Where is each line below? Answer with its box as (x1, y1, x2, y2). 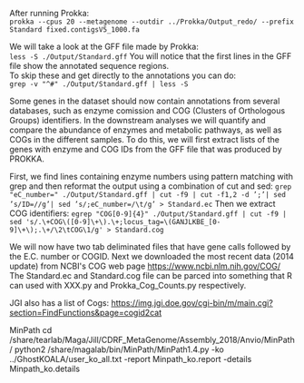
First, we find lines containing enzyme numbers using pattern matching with (9, 172, 293, 182)
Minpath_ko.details (9, 363, 80, 374)
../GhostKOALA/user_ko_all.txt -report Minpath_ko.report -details (9, 354, 252, 364)
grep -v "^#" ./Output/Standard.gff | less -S (9, 80, 189, 89)
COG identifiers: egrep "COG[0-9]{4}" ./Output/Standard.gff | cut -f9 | (9, 208, 288, 219)
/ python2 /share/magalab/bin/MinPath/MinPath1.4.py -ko (9, 344, 224, 355)
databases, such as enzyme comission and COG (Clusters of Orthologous (9, 105, 286, 116)
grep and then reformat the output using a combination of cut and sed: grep (9, 181, 292, 191)
